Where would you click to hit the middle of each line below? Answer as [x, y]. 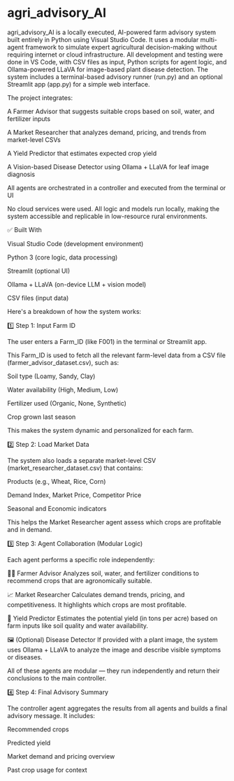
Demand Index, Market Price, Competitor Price [74, 495]
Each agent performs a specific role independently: [81, 559]
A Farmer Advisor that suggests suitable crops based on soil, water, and [111, 111]
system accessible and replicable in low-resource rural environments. [108, 216]
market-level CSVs [34, 139]
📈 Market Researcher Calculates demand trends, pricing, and [96, 594]
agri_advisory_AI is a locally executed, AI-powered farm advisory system [112, 32]
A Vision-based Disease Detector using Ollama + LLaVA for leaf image [108, 166]
